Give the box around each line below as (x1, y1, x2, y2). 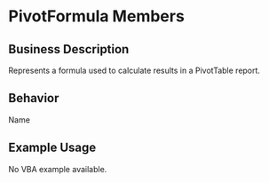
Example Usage (8, 140, 97, 155)
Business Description (8, 42, 130, 57)
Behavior (8, 91, 59, 106)
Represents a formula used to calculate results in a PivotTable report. (8, 65, 261, 76)
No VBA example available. (8, 163, 107, 174)
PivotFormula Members (8, 6, 186, 27)
